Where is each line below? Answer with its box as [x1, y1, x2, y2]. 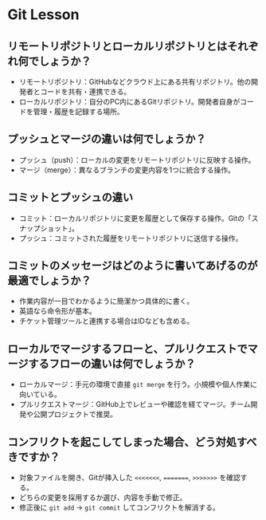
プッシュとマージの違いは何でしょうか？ [7, 132, 206, 146]
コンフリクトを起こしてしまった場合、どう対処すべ [7, 435, 257, 448]
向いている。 [18, 389, 61, 400]
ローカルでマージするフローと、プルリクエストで [7, 341, 248, 356]
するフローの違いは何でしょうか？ [28, 357, 196, 370]
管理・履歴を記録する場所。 [33, 107, 124, 116]
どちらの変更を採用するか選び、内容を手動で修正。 [18, 493, 187, 502]
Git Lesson [7, 6, 80, 24]
